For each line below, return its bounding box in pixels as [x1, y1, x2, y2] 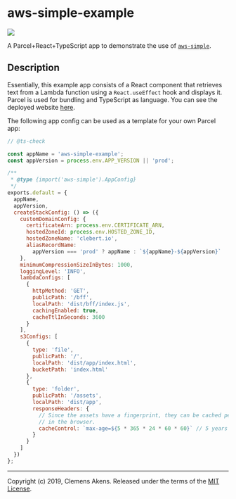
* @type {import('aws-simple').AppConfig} [10, 176, 137, 184]
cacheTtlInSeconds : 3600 [32, 313, 105, 321]
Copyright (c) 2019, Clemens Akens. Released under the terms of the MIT [7, 476, 220, 485]
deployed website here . [7, 103, 76, 111]
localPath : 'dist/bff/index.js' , [32, 301, 131, 308]
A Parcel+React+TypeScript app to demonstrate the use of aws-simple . [7, 41, 212, 50]
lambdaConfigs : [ [20, 274, 71, 282]
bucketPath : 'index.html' [32, 366, 109, 373]
